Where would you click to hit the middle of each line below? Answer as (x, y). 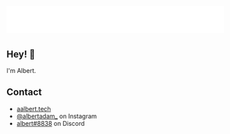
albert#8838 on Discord (50, 123)
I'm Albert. (21, 70)
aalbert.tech (33, 109)
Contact (24, 92)
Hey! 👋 (21, 54)
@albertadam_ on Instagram (57, 116)
